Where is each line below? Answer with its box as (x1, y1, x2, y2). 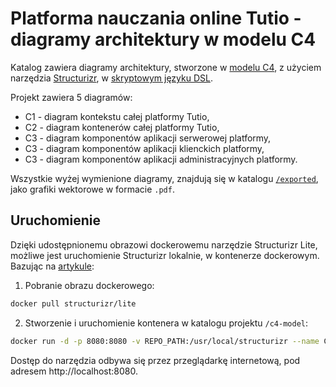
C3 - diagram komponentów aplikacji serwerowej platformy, (24, 132, 272, 144)
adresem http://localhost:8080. (10, 365, 139, 377)
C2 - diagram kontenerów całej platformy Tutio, (24, 121, 220, 133)
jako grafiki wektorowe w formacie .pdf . (10, 183, 175, 195)
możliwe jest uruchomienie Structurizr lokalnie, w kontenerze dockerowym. (10, 249, 320, 261)
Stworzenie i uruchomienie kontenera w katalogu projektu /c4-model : (24, 317, 308, 329)
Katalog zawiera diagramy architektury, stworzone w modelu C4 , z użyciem (10, 61, 322, 73)
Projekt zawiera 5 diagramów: (10, 91, 133, 103)
